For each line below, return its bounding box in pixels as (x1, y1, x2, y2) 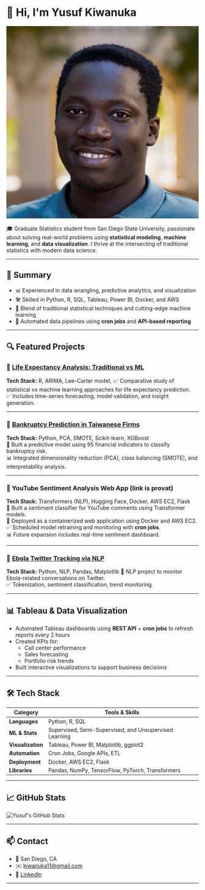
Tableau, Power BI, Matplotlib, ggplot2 (48, 741, 144, 748)
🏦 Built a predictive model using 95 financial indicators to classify (6, 441, 170, 448)
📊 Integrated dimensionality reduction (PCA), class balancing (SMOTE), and (6, 454, 198, 461)
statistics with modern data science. (6, 247, 98, 254)
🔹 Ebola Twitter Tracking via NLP (6, 554, 105, 562)
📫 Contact (6, 836, 49, 846)
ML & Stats (9, 729, 38, 737)
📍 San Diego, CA (15, 855, 57, 863)
